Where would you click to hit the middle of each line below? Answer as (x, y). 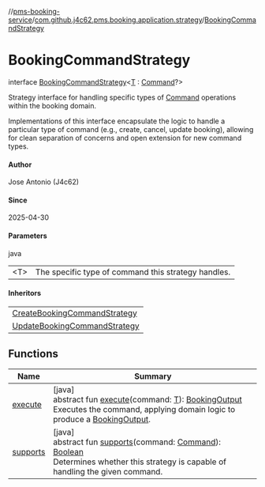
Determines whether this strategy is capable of (140, 462)
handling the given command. (108, 471)
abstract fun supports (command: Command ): (136, 442)
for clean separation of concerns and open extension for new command (125, 138)
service (21, 20)
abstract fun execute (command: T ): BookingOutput (147, 399)
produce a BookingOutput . (102, 419)
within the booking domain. (52, 105)
